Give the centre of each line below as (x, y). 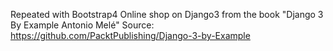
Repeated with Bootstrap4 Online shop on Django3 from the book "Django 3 (167, 14)
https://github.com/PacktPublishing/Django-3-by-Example (130, 35)
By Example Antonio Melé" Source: (82, 25)
